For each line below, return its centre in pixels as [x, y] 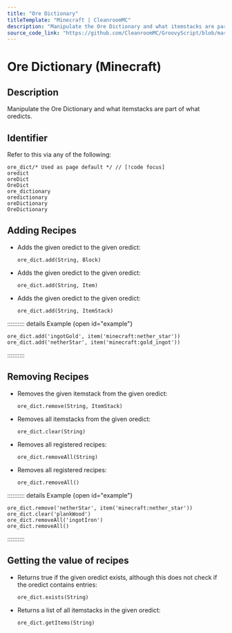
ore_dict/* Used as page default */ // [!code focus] [86, 167]
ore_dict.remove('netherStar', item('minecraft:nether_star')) [100, 508]
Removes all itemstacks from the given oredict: [84, 419]
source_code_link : [33, 33]
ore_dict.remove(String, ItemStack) [70, 406]
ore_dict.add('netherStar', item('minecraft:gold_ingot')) [94, 342]
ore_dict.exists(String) [53, 597]
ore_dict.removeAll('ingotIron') [55, 520]
